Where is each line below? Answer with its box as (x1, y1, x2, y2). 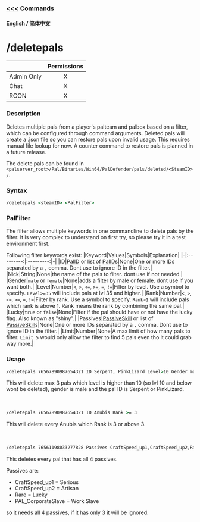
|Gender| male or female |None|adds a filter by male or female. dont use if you (6, 277, 193, 284)
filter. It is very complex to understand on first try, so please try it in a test (6, 234, 186, 241)
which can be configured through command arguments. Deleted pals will (6, 129, 185, 136)
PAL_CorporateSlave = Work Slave (14, 498, 99, 505)
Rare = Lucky (14, 491, 48, 498)
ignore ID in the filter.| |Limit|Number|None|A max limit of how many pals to (6, 327, 190, 335)
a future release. (6, 148, 46, 155)
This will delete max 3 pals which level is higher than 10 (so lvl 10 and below (6, 379, 192, 386)
